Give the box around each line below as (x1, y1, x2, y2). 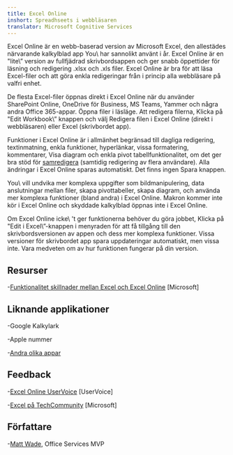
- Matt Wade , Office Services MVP (7, 440, 105, 448)
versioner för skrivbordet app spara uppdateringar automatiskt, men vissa (7, 237, 220, 245)
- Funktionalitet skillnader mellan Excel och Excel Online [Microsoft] (7, 283, 200, 291)
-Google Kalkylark (7, 322, 59, 330)
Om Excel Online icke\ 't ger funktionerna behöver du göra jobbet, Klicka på (7, 215, 225, 223)
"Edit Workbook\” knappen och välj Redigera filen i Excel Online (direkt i (7, 115, 213, 123)
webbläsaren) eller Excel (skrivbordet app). (7, 123, 131, 131)
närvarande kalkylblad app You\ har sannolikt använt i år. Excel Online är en (7, 49, 224, 58)
